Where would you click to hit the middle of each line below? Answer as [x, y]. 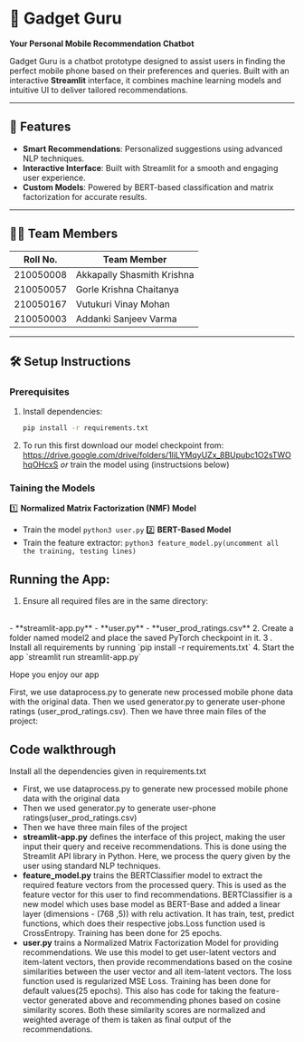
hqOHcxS [40, 464]
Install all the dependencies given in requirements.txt [108, 771]
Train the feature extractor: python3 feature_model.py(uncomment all [151, 543]
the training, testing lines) [80, 551]
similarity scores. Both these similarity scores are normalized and [144, 1010]
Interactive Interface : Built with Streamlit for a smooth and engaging [150, 167]
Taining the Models [52, 488]
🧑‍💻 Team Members [64, 234]
